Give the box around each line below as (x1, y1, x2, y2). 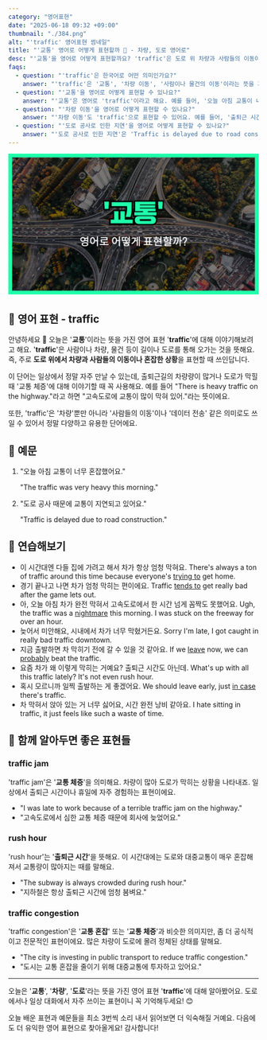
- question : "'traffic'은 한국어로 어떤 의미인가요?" (15, 72, 177, 80)
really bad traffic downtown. (19, 635, 113, 645)
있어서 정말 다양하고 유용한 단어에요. (25, 419, 137, 428)
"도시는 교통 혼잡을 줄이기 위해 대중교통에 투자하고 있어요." (19, 962, 203, 972)
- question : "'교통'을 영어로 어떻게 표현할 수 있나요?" (15, 88, 181, 96)
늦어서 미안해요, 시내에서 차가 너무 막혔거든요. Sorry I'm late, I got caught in (19, 625, 259, 636)
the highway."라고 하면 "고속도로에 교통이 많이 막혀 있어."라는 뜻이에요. (8, 391, 230, 401)
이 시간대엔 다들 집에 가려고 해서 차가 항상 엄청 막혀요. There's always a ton (19, 562, 257, 572)
